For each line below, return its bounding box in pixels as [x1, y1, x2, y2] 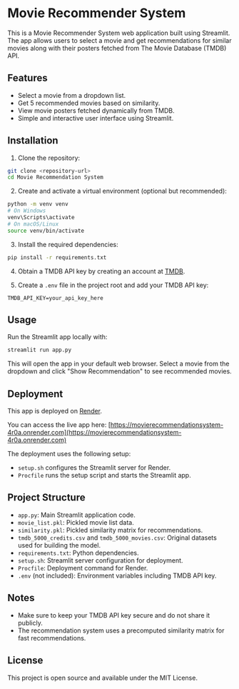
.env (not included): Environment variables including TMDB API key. [17, 571, 217, 580]
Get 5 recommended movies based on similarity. [17, 99, 161, 107]
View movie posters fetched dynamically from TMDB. [17, 106, 175, 115]
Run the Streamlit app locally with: [7, 333, 108, 341]
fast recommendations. [17, 633, 86, 642]
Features [7, 72, 48, 84]
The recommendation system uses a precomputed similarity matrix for [17, 626, 225, 635]
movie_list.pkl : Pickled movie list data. [17, 518, 134, 526]
